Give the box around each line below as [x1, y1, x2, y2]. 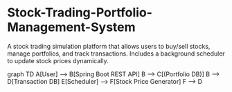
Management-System [7, 19, 136, 35]
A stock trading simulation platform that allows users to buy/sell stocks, [7, 42, 211, 50]
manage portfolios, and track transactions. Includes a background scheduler [7, 49, 225, 58]
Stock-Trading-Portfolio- [7, 5, 152, 21]
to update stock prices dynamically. [7, 56, 109, 65]
